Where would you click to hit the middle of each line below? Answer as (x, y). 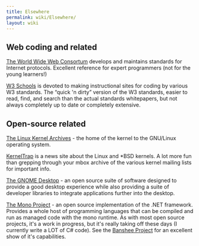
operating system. (28, 145)
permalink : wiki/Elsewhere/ (41, 17)
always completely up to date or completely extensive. (73, 105)
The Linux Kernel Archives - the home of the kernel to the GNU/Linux (91, 138)
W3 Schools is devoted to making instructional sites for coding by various (97, 86)
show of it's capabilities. (36, 236)
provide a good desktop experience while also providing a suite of (88, 187)
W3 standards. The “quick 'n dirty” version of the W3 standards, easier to (97, 92)
